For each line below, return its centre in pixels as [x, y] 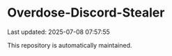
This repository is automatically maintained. [70, 45]
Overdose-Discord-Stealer [86, 13]
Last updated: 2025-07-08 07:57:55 [58, 32]
